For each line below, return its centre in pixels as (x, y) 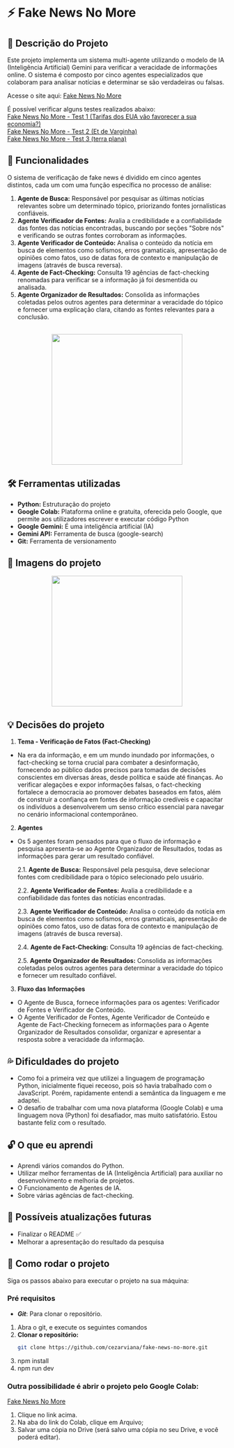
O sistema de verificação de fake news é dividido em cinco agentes (104, 177)
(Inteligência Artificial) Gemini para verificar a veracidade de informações (112, 67)
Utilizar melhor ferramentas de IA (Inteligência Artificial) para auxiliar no (120, 1173)
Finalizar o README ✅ (49, 1234)
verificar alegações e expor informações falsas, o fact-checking (109, 785)
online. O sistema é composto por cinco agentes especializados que (105, 75)
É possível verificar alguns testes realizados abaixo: (81, 109)
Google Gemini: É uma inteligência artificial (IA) (86, 526)
